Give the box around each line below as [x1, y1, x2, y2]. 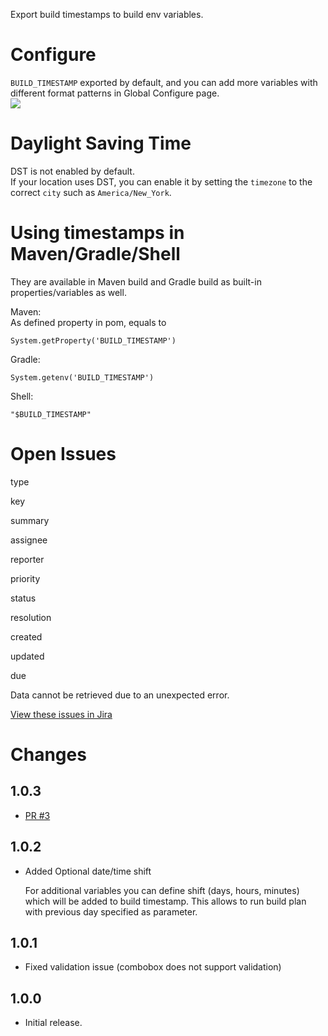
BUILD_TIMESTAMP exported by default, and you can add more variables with [10, 76, 318, 88]
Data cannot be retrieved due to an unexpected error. [10, 689, 230, 701]
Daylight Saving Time [10, 132, 192, 155]
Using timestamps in [10, 222, 185, 244]
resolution [10, 611, 52, 623]
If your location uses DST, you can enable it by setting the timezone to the [10, 175, 313, 188]
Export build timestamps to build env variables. [10, 9, 204, 20]
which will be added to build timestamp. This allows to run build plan [24, 895, 307, 907]
